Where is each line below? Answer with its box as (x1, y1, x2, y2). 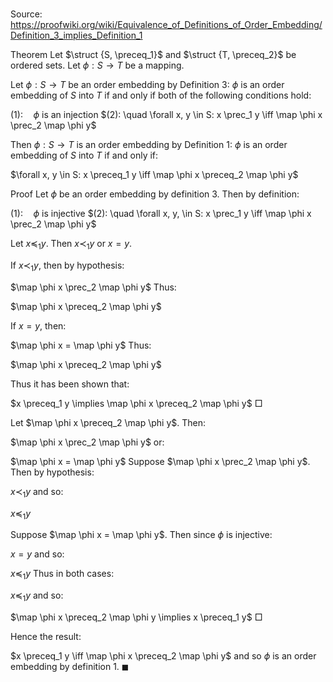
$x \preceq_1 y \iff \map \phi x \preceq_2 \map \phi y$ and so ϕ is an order (10, 649, 317, 662)
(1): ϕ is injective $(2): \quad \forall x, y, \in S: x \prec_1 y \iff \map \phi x (10, 208, 312, 220)
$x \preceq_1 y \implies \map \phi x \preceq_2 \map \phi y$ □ (10, 397, 263, 409)
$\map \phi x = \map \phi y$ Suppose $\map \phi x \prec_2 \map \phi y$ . (10, 455, 311, 467)
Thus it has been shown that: (10, 378, 130, 390)
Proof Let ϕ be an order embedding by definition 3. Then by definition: (10, 188, 300, 200)
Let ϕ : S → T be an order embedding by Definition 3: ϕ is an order (10, 79, 285, 91)
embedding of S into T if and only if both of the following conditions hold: (10, 89, 312, 102)
